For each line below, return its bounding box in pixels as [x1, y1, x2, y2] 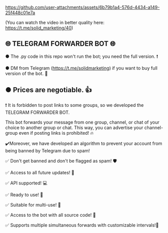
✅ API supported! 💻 [5, 180, 48, 186]
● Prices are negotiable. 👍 [5, 86, 92, 94]
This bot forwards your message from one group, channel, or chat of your [5, 119, 160, 125]
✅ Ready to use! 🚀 [5, 191, 43, 198]
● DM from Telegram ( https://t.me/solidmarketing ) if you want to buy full [5, 65, 158, 71]
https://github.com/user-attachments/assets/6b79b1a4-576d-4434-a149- [5, 5, 160, 10]
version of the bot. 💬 [5, 70, 48, 76]
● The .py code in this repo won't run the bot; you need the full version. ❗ [5, 53, 158, 59]
